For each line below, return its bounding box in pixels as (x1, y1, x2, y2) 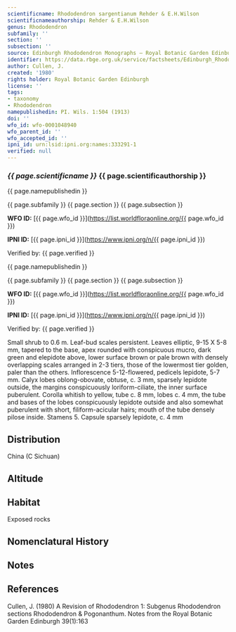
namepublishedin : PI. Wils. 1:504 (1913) (7, 108, 131, 115)
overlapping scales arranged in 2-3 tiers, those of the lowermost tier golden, (7, 360, 228, 369)
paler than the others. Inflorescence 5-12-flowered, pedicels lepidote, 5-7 (7, 368, 220, 377)
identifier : (7, 56, 42, 63)
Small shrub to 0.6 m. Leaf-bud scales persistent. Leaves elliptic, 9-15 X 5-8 (7, 339, 227, 347)
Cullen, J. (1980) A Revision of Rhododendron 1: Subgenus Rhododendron (7, 602, 221, 610)
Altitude (7, 472, 44, 484)
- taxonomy (7, 96, 39, 103)
